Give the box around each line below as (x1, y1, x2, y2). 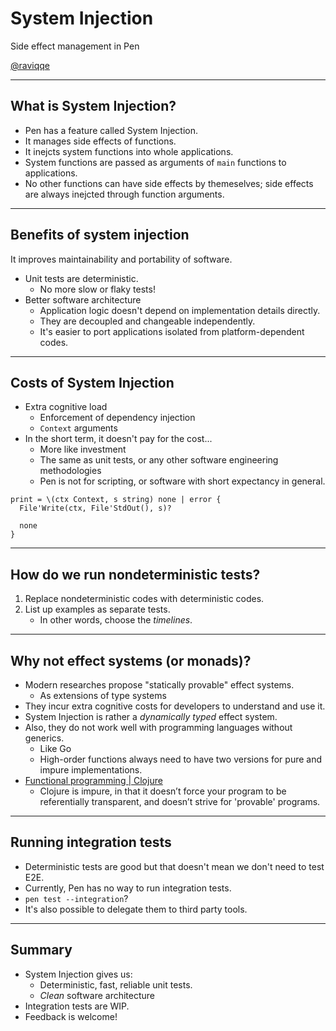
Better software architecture (24, 293, 142, 306)
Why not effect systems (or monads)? (10, 652, 252, 669)
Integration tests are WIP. (24, 1000, 130, 1012)
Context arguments (39, 422, 118, 434)
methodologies (39, 465, 102, 477)
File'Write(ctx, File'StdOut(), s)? (19, 503, 172, 514)
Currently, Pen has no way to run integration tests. (24, 882, 232, 894)
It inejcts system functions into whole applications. (24, 145, 234, 157)
